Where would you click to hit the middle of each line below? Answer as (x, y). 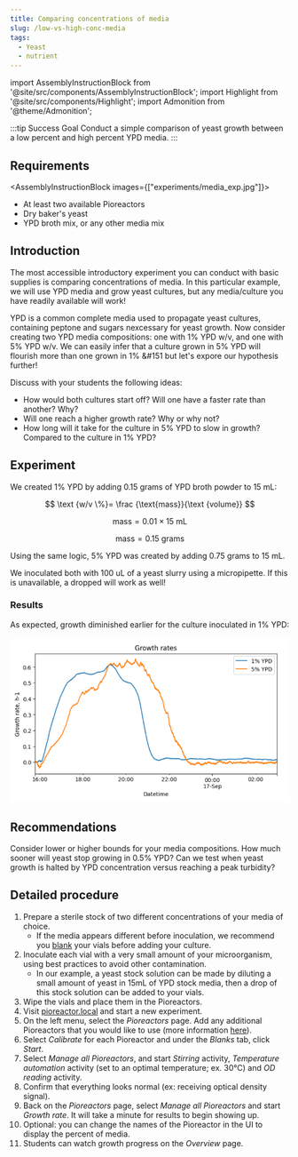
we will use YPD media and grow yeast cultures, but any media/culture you (147, 291)
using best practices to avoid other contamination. (115, 963)
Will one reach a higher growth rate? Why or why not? (121, 419)
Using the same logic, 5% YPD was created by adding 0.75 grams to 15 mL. (148, 555)
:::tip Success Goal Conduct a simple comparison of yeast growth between (147, 128)
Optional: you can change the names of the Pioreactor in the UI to (143, 1124)
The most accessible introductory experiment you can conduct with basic (145, 272)
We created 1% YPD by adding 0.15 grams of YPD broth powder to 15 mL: (144, 487)
